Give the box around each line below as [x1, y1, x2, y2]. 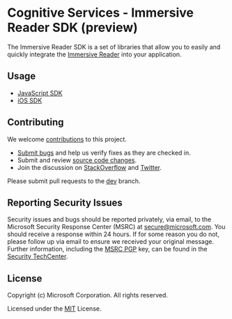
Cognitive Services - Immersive [7, 5, 194, 21]
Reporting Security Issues [7, 196, 123, 208]
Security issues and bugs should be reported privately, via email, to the [7, 215, 212, 224]
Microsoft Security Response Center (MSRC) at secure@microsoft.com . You [7, 223, 226, 231]
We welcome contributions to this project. [7, 134, 127, 143]
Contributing [7, 116, 64, 128]
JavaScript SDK [17, 88, 63, 97]
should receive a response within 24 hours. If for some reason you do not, [7, 230, 219, 238]
